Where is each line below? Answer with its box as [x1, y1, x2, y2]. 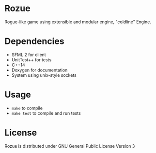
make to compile [11, 105, 43, 111]
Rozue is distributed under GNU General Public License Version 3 [4, 143, 135, 149]
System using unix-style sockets [11, 72, 77, 78]
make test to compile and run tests [11, 110, 81, 116]
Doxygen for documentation [11, 67, 68, 73]
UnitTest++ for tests [11, 56, 52, 63]
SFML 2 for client [11, 52, 47, 57]
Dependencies [4, 36, 64, 47]
